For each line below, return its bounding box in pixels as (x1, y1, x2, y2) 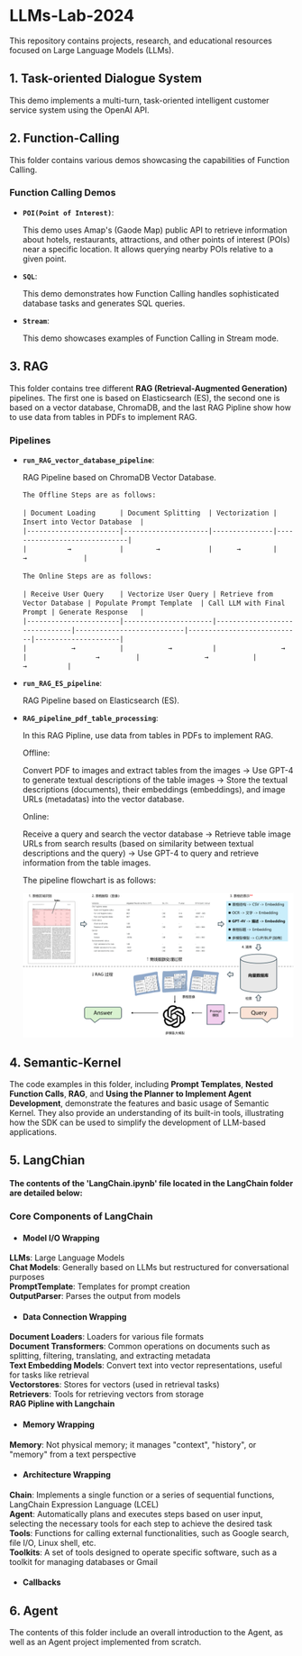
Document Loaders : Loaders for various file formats (9, 1331, 205, 1342)
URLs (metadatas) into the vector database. (22, 793, 185, 804)
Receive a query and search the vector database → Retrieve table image (22, 828, 291, 839)
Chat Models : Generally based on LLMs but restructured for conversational (9, 1262, 289, 1273)
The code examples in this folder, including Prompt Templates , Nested (9, 1079, 273, 1090)
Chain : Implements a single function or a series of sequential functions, (9, 1489, 275, 1500)
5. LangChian (9, 1153, 86, 1168)
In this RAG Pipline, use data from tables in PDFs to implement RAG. (22, 729, 274, 740)
